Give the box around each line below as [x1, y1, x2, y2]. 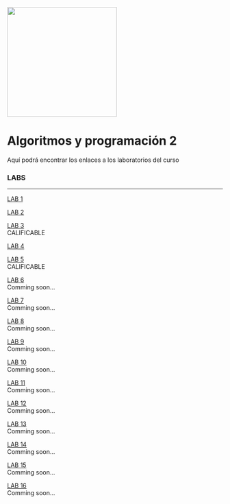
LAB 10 [7, 358, 27, 366]
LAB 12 [7, 399, 27, 407]
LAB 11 [7, 379, 26, 387]
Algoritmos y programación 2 [7, 133, 177, 149]
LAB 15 [7, 461, 27, 469]
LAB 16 [7, 481, 27, 490]
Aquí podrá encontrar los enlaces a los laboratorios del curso [7, 156, 179, 164]
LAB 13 [7, 420, 27, 428]
